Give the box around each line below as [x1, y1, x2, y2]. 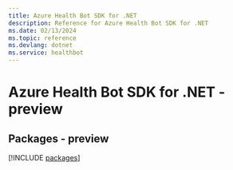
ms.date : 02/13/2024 [8, 26, 77, 34]
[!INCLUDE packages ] [8, 153, 81, 162]
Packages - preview [8, 132, 109, 145]
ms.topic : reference [8, 34, 77, 42]
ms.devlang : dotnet [8, 42, 73, 49]
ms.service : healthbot [8, 49, 84, 57]
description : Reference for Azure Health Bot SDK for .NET [8, 19, 209, 27]
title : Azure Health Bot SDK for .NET [8, 11, 137, 20]
